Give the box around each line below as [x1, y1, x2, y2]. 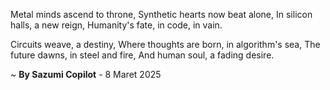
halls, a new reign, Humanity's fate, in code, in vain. [10, 19, 223, 31]
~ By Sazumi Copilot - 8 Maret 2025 [10, 69, 162, 80]
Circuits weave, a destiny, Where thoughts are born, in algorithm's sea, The [10, 39, 321, 50]
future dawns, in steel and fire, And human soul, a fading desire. [10, 49, 275, 61]
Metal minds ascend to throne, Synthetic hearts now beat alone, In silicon [10, 9, 313, 20]
